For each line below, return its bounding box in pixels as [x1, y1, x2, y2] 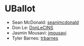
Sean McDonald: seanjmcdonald [11, 19, 79, 25]
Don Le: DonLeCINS [11, 24, 53, 30]
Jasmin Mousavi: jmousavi [11, 30, 67, 36]
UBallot [4, 3, 35, 14]
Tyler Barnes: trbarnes [11, 35, 58, 41]
